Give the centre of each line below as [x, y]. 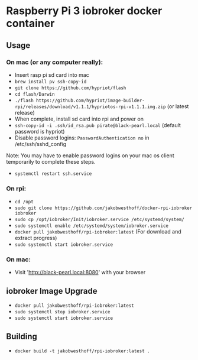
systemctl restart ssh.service [53, 173]
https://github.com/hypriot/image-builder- [90, 100]
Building [22, 336]
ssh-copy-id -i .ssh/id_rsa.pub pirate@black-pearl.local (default [98, 125]
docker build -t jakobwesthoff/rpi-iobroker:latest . [82, 351]
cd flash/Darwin [35, 94]
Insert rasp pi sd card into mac [52, 74]
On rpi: [16, 189]
